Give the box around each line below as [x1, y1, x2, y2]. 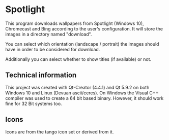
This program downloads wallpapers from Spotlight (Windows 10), [5, 20, 144, 26]
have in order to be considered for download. [5, 46, 100, 52]
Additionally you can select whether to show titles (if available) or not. [5, 56, 152, 62]
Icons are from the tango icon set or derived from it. [5, 128, 114, 135]
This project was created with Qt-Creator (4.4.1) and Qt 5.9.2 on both [5, 84, 150, 90]
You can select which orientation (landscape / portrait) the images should [5, 41, 159, 47]
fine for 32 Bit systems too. [5, 100, 62, 107]
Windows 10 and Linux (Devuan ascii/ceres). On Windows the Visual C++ [5, 90, 159, 96]
